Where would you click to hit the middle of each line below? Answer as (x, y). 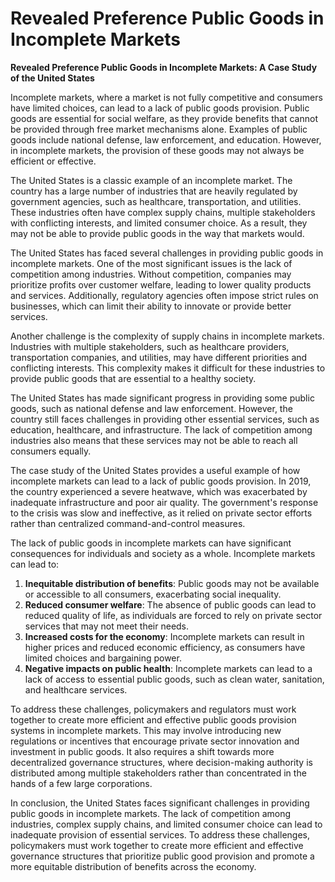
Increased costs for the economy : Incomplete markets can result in (164, 636)
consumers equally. (51, 451)
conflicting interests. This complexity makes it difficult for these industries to (168, 368)
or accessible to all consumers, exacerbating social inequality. (153, 594)
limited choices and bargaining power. (103, 658)
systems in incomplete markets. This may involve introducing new (146, 730)
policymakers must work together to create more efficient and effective (157, 845)
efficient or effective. (53, 161)
